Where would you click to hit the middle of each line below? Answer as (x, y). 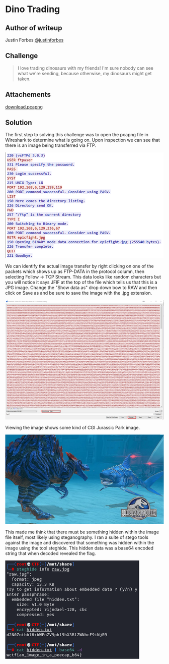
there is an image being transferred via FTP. (51, 145)
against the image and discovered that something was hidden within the (80, 543)
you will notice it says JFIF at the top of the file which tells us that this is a (81, 282)
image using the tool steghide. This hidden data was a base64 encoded (79, 548)
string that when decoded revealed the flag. (51, 554)
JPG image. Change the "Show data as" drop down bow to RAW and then (81, 287)
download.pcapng (24, 106)
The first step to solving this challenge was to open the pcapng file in (77, 135)
